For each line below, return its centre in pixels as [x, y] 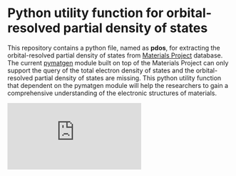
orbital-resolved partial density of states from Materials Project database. [115, 55]
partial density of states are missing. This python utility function [128, 78]
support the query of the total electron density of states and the [101, 70]
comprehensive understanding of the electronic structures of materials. [112, 93]
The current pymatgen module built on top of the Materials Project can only [118, 62]
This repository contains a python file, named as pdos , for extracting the [114, 48]
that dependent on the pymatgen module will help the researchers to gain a [118, 85]
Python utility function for [86, 13]
